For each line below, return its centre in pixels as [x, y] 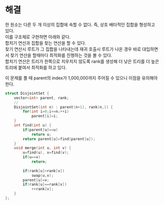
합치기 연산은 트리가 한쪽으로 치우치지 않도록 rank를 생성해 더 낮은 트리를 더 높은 [82, 61]
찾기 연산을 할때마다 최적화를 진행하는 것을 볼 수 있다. [61, 55]
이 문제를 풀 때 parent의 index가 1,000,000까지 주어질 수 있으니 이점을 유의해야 [82, 78]
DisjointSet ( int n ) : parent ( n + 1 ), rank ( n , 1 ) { [64, 107]
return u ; [41, 134]
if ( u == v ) [32, 157]
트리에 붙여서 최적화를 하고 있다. [36, 67]
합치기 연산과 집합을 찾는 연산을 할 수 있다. [46, 43]
